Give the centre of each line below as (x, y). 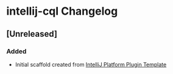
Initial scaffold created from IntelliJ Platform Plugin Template (91, 64)
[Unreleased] (32, 34)
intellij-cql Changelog (62, 11)
